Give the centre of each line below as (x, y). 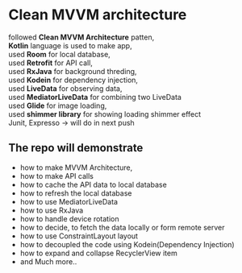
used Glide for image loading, (58, 105)
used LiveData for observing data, (65, 88)
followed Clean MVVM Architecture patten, (81, 37)
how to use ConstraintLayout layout (79, 236)
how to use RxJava (52, 210)
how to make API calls (57, 176)
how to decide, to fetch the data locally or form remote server (122, 227)
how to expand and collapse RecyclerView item (98, 253)
